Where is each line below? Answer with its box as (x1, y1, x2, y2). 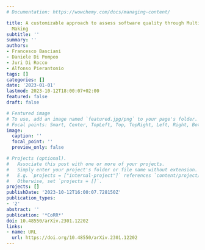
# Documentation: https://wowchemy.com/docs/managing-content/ (6, 9, 171, 15)
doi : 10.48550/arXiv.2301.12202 (6, 218, 88, 224)
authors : (6, 43, 29, 49)
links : (6, 223, 23, 229)
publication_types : (6, 195, 56, 201)
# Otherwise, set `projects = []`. (6, 178, 103, 184)
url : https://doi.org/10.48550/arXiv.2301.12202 (12, 235, 138, 241)
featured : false (6, 94, 48, 100)
